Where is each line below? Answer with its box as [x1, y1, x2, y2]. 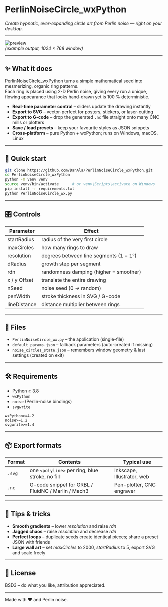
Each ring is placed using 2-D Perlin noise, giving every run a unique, [5, 88, 147, 94]
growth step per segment [41, 260, 101, 267]
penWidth [7, 293, 31, 300]
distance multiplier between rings [41, 301, 120, 308]
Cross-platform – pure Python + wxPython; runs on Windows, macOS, [12, 130, 158, 136]
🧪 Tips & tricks [5, 510, 51, 518]
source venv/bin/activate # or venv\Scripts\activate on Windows [5, 182, 155, 187]
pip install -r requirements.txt [5, 186, 75, 191]
